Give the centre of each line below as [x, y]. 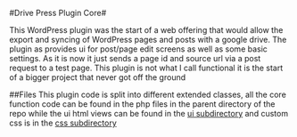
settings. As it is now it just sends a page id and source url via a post [135, 58]
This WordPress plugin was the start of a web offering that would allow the [146, 30]
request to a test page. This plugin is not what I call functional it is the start [146, 68]
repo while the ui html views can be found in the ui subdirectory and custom [148, 113]
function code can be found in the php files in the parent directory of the [142, 104]
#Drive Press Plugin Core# [58, 13]
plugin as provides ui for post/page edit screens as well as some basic [138, 49]
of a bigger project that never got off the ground [97, 77]
